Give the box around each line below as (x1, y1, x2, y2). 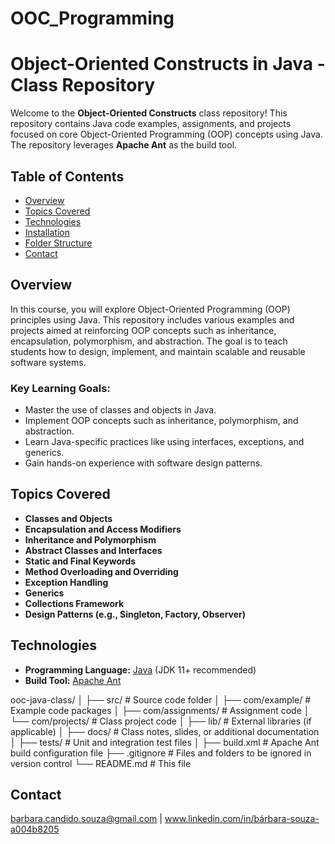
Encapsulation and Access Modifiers (24, 523, 182, 535)
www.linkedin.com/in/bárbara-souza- (164, 813, 320, 825)
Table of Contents (10, 168, 125, 185)
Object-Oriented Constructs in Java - (10, 53, 326, 76)
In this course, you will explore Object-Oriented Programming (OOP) (10, 303, 291, 315)
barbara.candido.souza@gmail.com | (10, 813, 163, 825)
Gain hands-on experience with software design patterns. (24, 457, 263, 469)
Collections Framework (24, 597, 125, 609)
